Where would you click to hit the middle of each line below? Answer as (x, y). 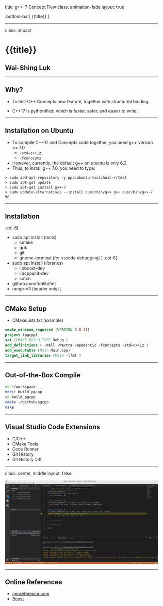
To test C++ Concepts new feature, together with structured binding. (81, 101)
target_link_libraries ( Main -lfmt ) (43, 355)
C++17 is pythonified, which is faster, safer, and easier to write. (75, 111)
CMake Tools (25, 444)
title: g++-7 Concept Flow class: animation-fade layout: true (65, 7)
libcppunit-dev (34, 273)
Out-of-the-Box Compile (43, 375)
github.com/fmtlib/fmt (34, 284)
